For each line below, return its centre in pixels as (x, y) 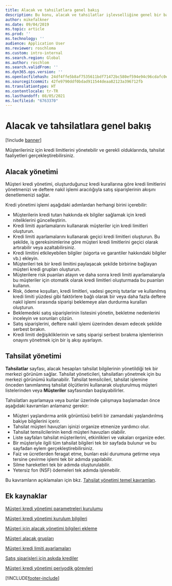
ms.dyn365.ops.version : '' (34, 72)
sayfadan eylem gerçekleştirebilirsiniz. (53, 448)
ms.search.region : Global (33, 58)
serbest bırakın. (29, 329)
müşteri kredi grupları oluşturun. (47, 269)
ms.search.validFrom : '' (32, 67)
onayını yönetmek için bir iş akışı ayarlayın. (58, 340)
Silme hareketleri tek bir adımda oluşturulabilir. (61, 464)
